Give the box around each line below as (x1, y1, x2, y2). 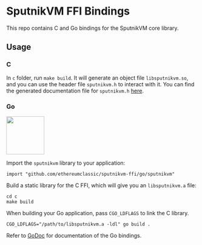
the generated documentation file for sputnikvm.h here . (6, 87, 144, 94)
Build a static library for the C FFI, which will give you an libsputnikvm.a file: (6, 181, 197, 189)
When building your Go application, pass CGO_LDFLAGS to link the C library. (6, 209, 189, 216)
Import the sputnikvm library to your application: (6, 159, 126, 167)
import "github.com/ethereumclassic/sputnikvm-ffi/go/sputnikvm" (6, 171, 175, 177)
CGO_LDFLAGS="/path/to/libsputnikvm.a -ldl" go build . (6, 221, 150, 227)
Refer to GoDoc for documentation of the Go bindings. (6, 232, 142, 239)
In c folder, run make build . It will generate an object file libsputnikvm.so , (6, 74, 189, 81)
